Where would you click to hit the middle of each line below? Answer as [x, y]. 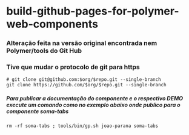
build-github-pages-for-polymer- [93, 11]
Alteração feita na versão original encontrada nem [82, 43]
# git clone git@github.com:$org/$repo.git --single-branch [84, 80]
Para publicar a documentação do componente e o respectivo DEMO [95, 98]
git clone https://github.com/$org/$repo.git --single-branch [86, 85]
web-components [52, 24]
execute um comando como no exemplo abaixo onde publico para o [93, 105]
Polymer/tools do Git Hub [44, 51]
